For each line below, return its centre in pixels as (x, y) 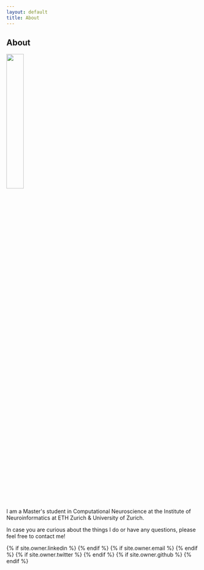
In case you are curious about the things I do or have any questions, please (101, 530)
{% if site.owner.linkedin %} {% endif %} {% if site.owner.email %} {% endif (102, 548)
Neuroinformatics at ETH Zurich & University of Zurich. (75, 518)
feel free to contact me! (36, 536)
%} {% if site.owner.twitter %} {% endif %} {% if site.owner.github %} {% (99, 555)
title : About (23, 18)
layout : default (27, 12)
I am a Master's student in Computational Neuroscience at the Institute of (99, 511)
